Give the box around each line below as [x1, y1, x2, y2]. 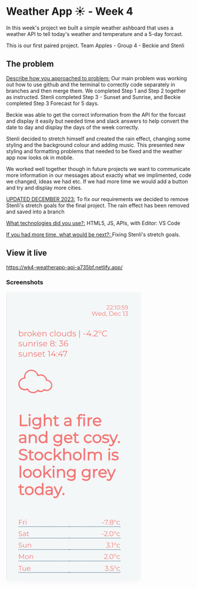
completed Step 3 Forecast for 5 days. [6, 100, 99, 107]
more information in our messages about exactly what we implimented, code [6, 172, 192, 179]
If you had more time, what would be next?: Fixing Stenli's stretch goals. [6, 231, 181, 238]
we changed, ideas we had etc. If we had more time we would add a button [6, 177, 188, 185]
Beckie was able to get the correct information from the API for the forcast [6, 111, 186, 118]
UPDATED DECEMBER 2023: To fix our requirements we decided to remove [6, 195, 189, 202]
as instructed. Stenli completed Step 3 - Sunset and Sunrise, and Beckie [6, 93, 181, 100]
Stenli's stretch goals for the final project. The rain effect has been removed [6, 202, 190, 209]
